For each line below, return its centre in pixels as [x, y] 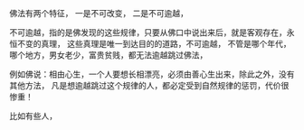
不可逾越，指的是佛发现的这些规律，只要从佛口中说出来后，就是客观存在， [148, 32]
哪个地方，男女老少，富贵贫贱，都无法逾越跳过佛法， [109, 55]
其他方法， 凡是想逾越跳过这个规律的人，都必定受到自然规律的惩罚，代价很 [149, 85]
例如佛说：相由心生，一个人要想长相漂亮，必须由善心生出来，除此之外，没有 [152, 74]
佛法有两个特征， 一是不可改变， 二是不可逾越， [99, 13]
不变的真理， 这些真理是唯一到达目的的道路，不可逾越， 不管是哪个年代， [154, 44]
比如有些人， [33, 116]
